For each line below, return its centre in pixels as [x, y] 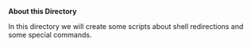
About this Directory [42, 11]
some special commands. [50, 35]
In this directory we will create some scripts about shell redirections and [126, 26]
